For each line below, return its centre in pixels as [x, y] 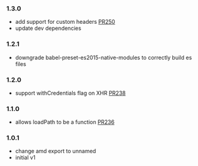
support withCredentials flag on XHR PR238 [70, 93]
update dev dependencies [48, 28]
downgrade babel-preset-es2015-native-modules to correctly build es [104, 57]
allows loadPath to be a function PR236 [65, 122]
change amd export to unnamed [56, 151]
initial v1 [25, 157]
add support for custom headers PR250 [65, 22]
